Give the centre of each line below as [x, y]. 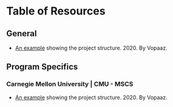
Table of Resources [56, 11]
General [22, 34]
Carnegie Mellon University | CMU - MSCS [70, 84]
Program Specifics [42, 67]
